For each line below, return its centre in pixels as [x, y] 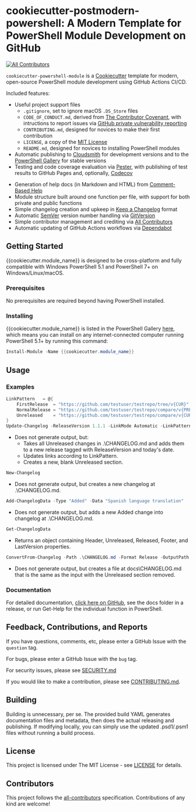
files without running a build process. [50, 732]
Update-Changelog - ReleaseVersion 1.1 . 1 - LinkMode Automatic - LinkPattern [99, 426]
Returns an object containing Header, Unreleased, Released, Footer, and [101, 540]
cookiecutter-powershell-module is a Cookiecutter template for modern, [92, 76]
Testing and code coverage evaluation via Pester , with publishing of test [101, 167]
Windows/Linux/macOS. [35, 273]
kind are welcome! [28, 804]
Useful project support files [47, 104]
